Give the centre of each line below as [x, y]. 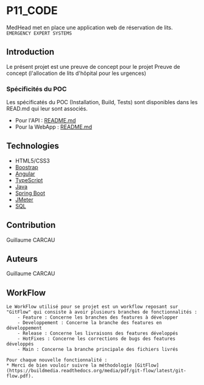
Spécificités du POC [37, 89]
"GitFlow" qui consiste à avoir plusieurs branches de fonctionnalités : [102, 312]
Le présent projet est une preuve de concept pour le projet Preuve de [93, 66]
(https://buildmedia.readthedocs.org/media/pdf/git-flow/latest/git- [97, 371]
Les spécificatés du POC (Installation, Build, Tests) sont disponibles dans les [102, 102]
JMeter [24, 199]
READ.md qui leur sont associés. [47, 109]
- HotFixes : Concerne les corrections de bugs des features [96, 339]
